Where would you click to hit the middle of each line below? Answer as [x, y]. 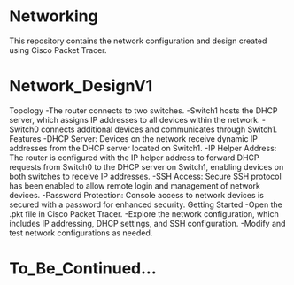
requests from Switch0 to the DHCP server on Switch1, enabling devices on [147, 166]
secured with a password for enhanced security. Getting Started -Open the [146, 204]
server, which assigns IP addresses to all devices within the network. [135, 119]
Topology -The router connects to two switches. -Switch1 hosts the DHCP [143, 110]
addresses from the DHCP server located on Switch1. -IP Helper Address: [143, 148]
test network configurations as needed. [81, 233]
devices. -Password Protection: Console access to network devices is [136, 195]
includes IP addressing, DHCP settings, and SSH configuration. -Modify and [147, 223]
